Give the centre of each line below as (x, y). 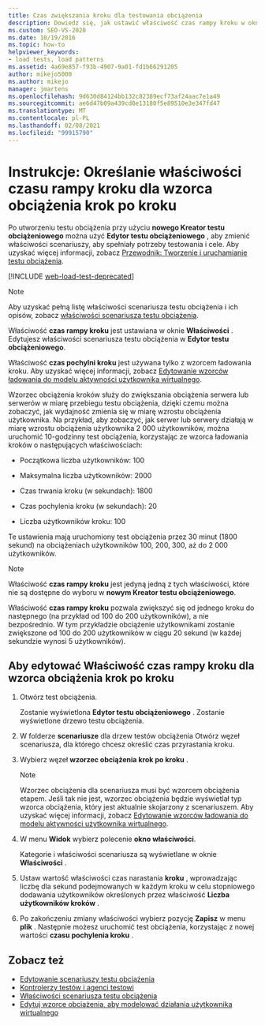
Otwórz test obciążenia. (58, 697)
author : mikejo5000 (40, 74)
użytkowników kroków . (60, 903)
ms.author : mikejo (38, 81)
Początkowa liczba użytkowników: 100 (82, 460)
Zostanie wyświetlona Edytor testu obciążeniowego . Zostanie (122, 713)
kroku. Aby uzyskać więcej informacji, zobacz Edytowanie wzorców (118, 371)
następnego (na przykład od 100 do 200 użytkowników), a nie (108, 615)
